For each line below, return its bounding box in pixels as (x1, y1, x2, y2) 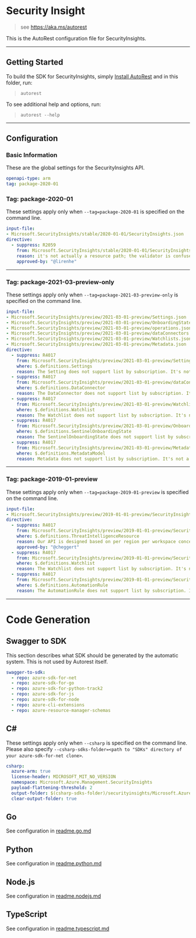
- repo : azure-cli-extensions (11, 702, 85, 708)
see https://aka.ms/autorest (20, 23, 87, 30)
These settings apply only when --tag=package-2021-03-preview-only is (6, 291, 178, 298)
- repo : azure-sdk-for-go (11, 680, 75, 686)
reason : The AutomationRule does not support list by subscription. (16, 588, 187, 594)
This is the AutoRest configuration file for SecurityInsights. (6, 35, 147, 42)
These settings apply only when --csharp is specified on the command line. (6, 739, 188, 746)
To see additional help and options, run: (6, 101, 101, 108)
